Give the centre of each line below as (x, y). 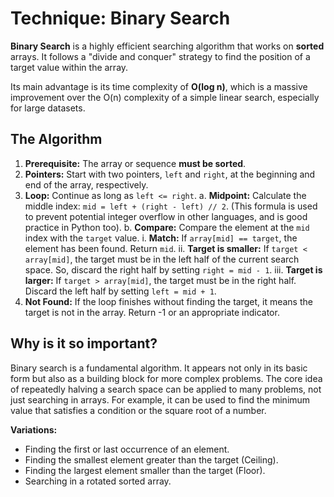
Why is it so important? (84, 343)
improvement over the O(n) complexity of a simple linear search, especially (165, 97)
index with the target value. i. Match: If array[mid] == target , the (161, 238)
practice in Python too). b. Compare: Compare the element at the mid (167, 227)
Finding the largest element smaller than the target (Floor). (145, 470)
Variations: (34, 429)
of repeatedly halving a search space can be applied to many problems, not (166, 389)
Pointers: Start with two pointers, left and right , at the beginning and (170, 174)
